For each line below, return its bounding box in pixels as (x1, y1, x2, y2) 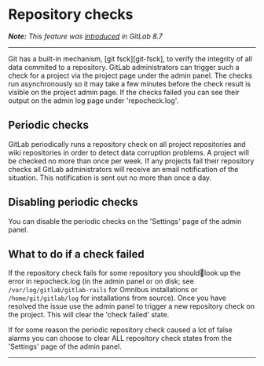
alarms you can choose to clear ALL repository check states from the (8, 334, 232, 343)
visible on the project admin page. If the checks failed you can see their (8, 87, 240, 97)
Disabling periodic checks (8, 196, 139, 209)
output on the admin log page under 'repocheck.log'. (8, 96, 179, 105)
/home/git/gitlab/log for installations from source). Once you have (8, 293, 226, 303)
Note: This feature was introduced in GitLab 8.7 (8, 31, 163, 41)
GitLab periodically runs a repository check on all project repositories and (8, 139, 246, 148)
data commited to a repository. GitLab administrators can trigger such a (8, 62, 240, 71)
